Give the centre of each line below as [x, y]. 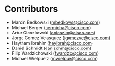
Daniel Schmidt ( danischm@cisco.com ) [51, 48]
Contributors [31, 9]
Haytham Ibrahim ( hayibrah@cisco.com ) [52, 43]
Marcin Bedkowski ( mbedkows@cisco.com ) [56, 22]
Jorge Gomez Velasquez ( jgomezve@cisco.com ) [61, 38]
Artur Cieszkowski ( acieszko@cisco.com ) [54, 33]
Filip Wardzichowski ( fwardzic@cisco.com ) [55, 53]
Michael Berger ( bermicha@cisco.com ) [51, 27]
